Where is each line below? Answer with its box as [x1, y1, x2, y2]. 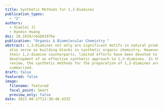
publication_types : [5, 12, 45, 16]
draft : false [5, 70, 32, 75]
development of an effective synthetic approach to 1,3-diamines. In [9, 56, 153, 61]
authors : [5, 20, 23, 26]
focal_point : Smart [9, 88, 49, 93]
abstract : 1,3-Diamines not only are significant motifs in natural [5, 43, 147, 48]
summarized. [9, 66, 34, 70]
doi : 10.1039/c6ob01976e [5, 34, 55, 39]
